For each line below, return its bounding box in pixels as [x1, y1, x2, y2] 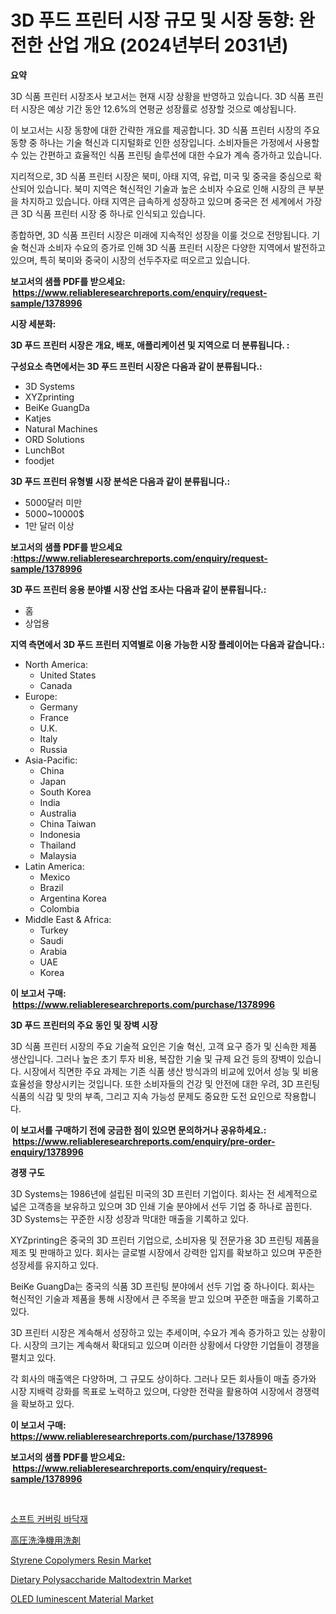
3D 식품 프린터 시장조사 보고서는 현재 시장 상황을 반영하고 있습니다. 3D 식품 [10, 90, 306, 102]
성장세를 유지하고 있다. [10, 1259, 99, 1271]
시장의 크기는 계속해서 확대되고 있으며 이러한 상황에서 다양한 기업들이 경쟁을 [23, 1339, 320, 1351]
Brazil [39, 881, 64, 893]
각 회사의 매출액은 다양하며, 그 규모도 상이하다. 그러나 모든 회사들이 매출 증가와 [10, 1372, 317, 1385]
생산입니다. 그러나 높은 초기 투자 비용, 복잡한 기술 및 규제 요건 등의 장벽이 [10, 1052, 295, 1065]
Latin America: [24, 860, 85, 872]
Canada [39, 679, 73, 691]
